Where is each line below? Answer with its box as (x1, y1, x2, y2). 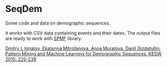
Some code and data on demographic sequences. (5, 20, 111, 26)
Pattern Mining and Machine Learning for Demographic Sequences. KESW (5, 51, 162, 57)
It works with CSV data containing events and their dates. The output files (5, 30, 160, 36)
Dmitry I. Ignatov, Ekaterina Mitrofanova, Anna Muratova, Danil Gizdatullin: (5, 45, 161, 51)
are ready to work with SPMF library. (5, 35, 82, 41)
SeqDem (5, 3, 42, 15)
